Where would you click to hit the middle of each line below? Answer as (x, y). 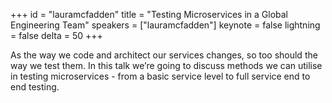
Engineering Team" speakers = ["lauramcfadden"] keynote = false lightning (165, 25)
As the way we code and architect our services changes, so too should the (164, 55)
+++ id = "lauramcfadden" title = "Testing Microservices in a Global (149, 14)
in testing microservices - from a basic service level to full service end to (160, 76)
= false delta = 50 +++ (56, 35)
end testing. (35, 87)
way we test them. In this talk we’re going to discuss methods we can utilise (166, 65)
